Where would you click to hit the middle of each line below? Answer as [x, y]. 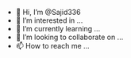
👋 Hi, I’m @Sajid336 [48, 12]
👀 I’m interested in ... [49, 20]
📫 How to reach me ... [52, 46]
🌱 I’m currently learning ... [58, 29]
